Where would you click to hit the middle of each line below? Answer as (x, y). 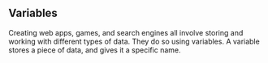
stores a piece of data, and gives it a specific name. (95, 50)
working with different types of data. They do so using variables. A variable (134, 41)
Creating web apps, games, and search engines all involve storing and (126, 32)
